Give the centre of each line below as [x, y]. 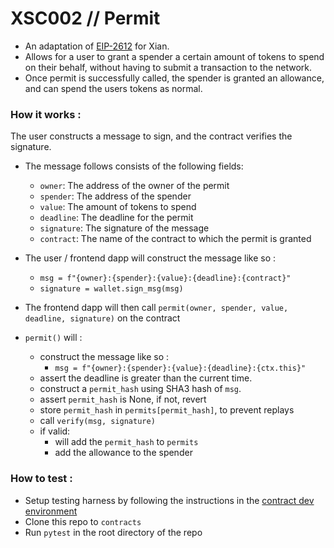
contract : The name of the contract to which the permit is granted [175, 239]
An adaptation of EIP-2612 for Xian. [97, 46]
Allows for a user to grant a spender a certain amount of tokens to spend [174, 56]
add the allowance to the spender [123, 453]
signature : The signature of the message [124, 228]
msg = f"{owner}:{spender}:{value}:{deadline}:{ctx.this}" [180, 368]
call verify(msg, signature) [97, 421]
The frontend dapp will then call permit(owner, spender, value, [156, 308]
